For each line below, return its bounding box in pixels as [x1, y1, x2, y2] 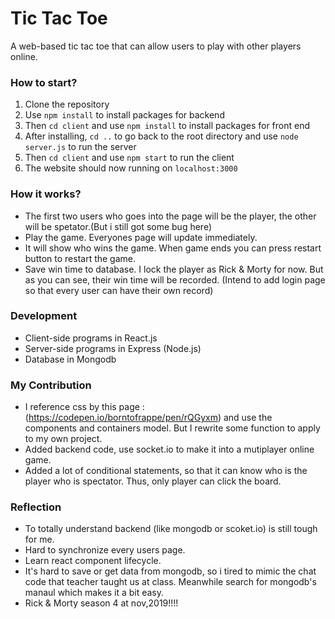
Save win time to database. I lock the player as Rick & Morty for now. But [24, 263, 324, 275]
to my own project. [24, 433, 103, 445]
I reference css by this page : [24, 401, 145, 413]
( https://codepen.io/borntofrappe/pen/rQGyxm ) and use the [24, 412, 273, 424]
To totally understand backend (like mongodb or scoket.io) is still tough [24, 523, 318, 535]
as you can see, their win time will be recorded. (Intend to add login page [24, 273, 326, 286]
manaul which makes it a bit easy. [24, 587, 165, 599]
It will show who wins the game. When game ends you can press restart [24, 242, 322, 254]
